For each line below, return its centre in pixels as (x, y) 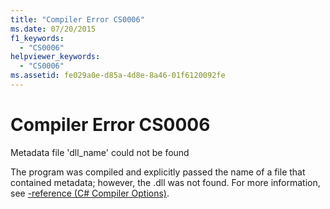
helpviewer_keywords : (55, 57)
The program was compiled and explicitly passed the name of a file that (158, 172)
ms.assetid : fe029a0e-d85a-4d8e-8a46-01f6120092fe (118, 76)
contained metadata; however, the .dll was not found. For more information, (165, 182)
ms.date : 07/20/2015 (53, 29)
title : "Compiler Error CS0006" (77, 19)
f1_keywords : (37, 38)
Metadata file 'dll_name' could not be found (100, 152)
